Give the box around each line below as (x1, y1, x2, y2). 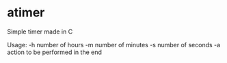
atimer (7, 5, 45, 21)
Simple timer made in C (7, 27, 73, 36)
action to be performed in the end (7, 48, 103, 56)
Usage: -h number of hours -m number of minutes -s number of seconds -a (7, 40, 221, 49)
